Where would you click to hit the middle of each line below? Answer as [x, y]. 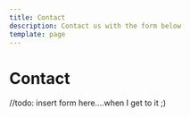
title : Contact [37, 17]
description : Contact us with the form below [95, 26]
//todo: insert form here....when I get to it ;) [88, 103]
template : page [37, 34]
